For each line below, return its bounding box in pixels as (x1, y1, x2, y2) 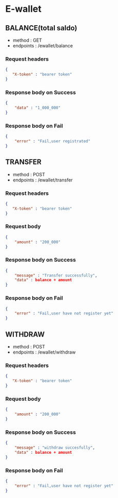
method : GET (12, 37, 42, 43)
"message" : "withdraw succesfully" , (14, 445, 95, 450)
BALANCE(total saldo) (5, 24, 77, 32)
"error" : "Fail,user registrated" (14, 139, 91, 144)
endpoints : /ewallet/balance (12, 43, 73, 49)
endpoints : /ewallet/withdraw (12, 349, 76, 355)
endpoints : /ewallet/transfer (12, 177, 73, 183)
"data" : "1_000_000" (14, 105, 61, 110)
